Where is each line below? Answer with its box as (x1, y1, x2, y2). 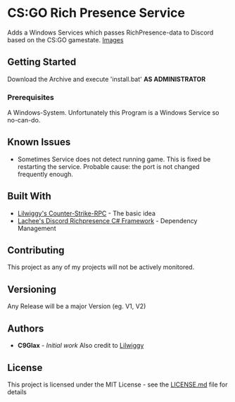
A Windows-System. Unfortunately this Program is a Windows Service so (7, 108, 220, 117)
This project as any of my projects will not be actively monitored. (7, 263, 195, 272)
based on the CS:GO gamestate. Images (7, 35, 124, 44)
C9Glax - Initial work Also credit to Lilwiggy (17, 341, 144, 350)
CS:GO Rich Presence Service (7, 5, 185, 21)
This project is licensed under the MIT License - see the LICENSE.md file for (7, 380, 228, 389)
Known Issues (7, 136, 71, 149)
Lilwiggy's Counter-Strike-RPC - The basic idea (17, 209, 156, 218)
